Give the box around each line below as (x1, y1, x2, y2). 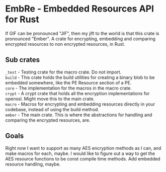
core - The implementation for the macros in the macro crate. (5, 85, 132, 91)
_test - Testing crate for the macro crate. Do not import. (5, 69, 122, 75)
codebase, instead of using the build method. (5, 106, 100, 112)
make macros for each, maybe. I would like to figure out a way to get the (5, 150, 155, 156)
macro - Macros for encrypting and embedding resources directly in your (5, 101, 155, 107)
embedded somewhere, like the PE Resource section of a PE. (5, 79, 132, 85)
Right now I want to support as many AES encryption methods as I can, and (5, 145, 161, 151)
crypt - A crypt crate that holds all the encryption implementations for (5, 90, 150, 96)
